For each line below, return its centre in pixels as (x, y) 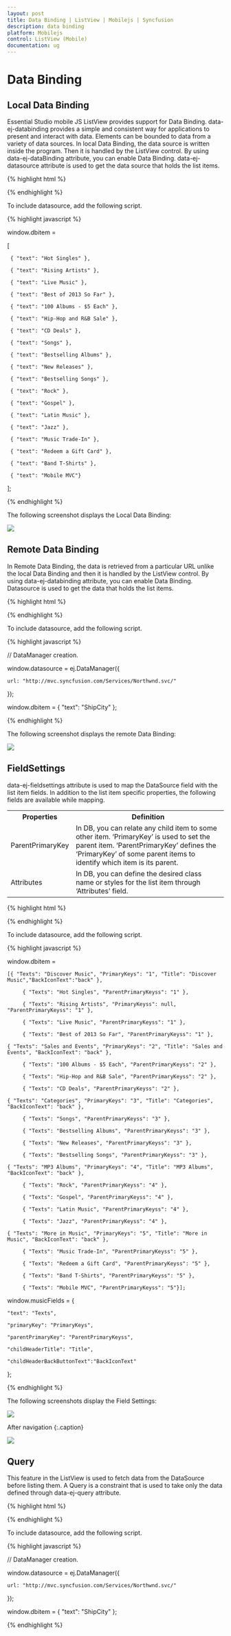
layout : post (26, 13)
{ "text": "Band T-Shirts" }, (53, 463)
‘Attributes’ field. (102, 891)
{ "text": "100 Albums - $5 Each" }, (64, 307)
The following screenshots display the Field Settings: (82, 1401)
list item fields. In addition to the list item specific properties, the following (111, 792)
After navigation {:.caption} (45, 1427)
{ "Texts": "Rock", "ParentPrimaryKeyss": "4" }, (95, 1185)
